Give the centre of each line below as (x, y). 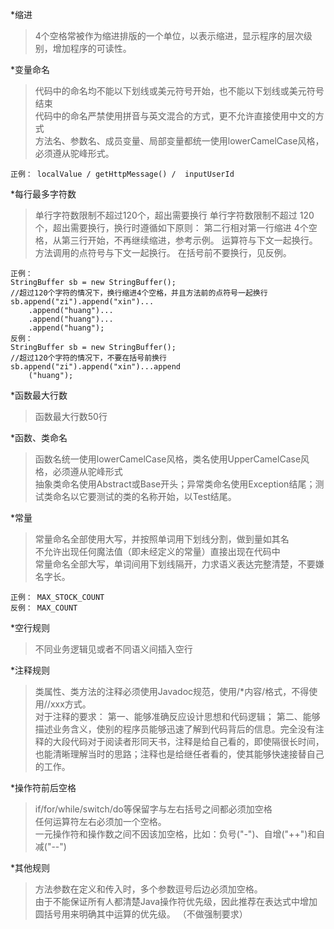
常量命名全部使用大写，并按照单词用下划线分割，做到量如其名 (162, 539)
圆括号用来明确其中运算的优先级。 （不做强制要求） (141, 914)
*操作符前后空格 (43, 787)
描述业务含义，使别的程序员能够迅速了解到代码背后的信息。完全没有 (175, 729)
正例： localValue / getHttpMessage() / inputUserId (122, 174)
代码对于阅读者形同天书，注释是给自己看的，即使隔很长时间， (197, 741)
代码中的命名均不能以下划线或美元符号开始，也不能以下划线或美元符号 (179, 91)
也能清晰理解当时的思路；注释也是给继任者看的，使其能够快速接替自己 (179, 754)
